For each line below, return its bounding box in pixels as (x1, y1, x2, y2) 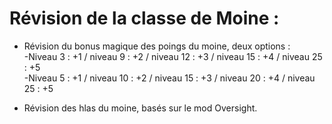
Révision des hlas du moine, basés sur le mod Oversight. (23, 102, 258, 114)
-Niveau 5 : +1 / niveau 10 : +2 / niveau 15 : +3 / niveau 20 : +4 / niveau (23, 72, 316, 84)
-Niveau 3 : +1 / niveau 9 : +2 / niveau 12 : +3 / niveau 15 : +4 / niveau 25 (23, 50, 323, 62)
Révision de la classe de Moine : (9, 7, 280, 30)
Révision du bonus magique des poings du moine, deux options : (23, 40, 291, 52)
